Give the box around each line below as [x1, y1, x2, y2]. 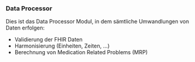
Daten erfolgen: [5, 24, 45, 31]
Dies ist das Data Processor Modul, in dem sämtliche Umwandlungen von [5, 18, 190, 25]
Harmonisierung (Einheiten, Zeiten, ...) [14, 42, 110, 49]
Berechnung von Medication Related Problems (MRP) [14, 49, 148, 56]
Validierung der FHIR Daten [14, 36, 83, 43]
